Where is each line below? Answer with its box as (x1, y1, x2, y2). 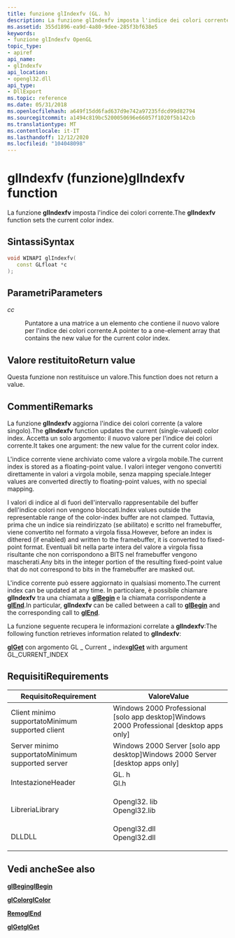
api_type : (7, 82, 36, 89)
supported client (10, 725, 65, 734)
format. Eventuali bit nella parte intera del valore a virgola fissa (23, 543, 204, 551)
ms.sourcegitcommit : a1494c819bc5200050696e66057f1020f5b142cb (7, 114, 196, 121)
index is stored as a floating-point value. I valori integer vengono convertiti (7, 462, 222, 471)
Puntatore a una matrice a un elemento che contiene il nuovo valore (24, 319, 220, 327)
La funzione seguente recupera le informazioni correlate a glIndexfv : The (7, 622, 218, 630)
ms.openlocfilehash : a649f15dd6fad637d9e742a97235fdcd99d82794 (7, 108, 196, 115)
